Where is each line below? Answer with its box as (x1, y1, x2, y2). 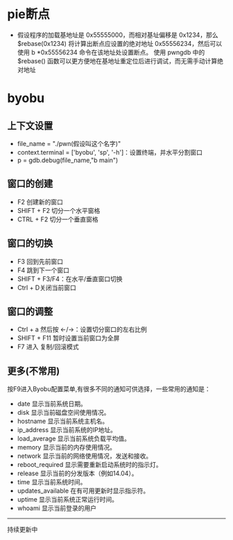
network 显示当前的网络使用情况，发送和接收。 (17, 452, 153, 460)
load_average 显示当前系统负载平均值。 (17, 434, 130, 443)
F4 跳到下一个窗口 (17, 266, 70, 274)
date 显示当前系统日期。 (17, 399, 87, 408)
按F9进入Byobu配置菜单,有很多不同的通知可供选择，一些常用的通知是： (7, 385, 211, 393)
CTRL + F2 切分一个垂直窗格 (17, 215, 98, 223)
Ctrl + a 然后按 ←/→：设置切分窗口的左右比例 (17, 325, 148, 334)
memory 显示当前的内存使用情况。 (17, 443, 116, 452)
